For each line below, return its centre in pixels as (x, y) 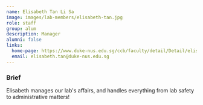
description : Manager (34, 34)
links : (14, 46)
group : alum (21, 28)
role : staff (21, 23)
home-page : (25, 51)
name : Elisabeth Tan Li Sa (40, 12)
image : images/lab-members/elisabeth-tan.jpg (64, 17)
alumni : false (24, 40)
